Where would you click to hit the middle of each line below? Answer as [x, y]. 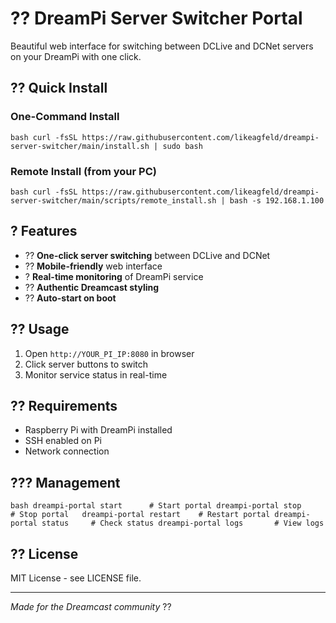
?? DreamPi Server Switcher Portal [156, 18]
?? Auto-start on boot [70, 298]
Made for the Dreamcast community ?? [91, 606]
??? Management [65, 482]
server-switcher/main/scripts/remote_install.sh [113, 200]
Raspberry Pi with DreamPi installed [98, 430]
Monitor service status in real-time [96, 374]
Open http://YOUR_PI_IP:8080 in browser [109, 353]
